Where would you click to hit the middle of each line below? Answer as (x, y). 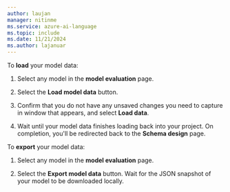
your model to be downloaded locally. (70, 181)
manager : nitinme (32, 20)
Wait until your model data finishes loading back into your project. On (115, 126)
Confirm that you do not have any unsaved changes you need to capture (120, 105)
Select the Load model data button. (67, 92)
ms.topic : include (33, 33)
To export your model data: (46, 147)
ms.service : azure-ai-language (52, 26)
